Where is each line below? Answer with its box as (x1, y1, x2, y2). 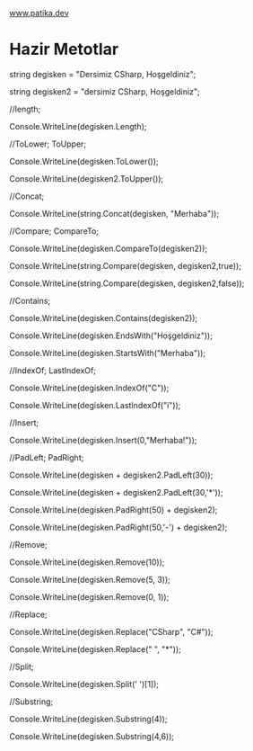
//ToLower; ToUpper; (9, 139, 87, 149)
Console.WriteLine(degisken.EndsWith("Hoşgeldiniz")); (9, 330, 214, 341)
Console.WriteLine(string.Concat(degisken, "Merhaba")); (9, 208, 220, 219)
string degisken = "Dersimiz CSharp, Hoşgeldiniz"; (9, 68, 196, 79)
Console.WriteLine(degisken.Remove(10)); (9, 557, 165, 568)
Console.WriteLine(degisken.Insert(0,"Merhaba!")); (9, 434, 197, 445)
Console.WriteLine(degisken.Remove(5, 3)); (9, 574, 170, 585)
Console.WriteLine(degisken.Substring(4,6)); (9, 730, 175, 741)
